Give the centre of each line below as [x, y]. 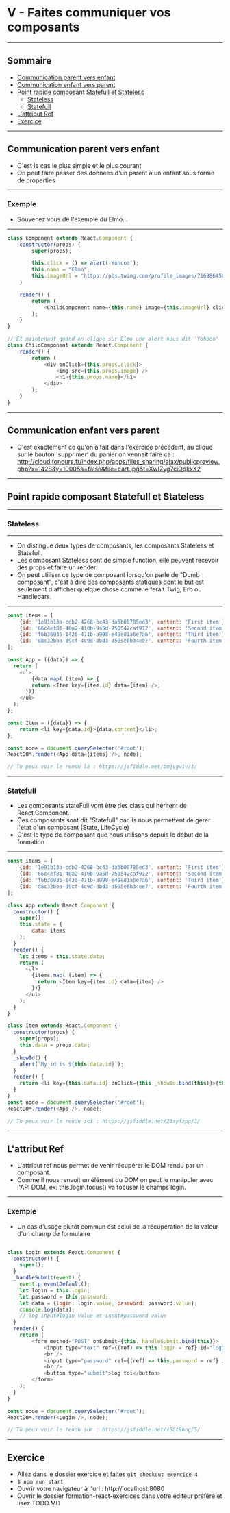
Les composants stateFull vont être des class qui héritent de [102, 806]
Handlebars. [34, 596]
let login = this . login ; [55, 1290]
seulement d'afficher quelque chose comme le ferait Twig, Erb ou [109, 589]
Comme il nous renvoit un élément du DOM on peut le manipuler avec [115, 1180]
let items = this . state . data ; [63, 956]
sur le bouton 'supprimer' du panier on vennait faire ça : [95, 454]
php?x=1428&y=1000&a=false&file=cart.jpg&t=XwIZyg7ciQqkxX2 [109, 469]
